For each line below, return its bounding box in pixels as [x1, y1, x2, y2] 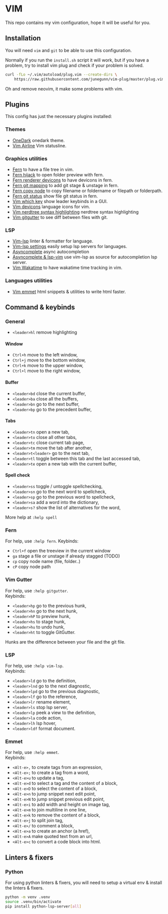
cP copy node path [12, 563, 51, 570]
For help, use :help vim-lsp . [5, 662, 64, 668]
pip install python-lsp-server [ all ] [5, 903, 81, 909]
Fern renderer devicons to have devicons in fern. [12, 177, 113, 183]
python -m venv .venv [5, 894, 50, 899]
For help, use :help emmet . [5, 749, 59, 755]
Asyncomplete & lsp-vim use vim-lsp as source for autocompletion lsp [12, 254, 157, 260]
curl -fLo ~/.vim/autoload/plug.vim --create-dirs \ [5, 72, 117, 77]
